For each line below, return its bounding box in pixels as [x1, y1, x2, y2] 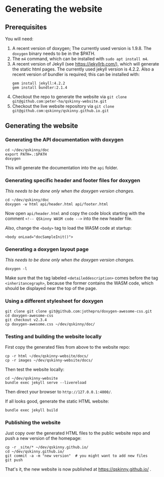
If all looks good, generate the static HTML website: [5, 398, 109, 404]
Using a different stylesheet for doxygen [5, 298, 104, 305]
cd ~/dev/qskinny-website [5, 376, 58, 381]
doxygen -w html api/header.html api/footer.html [5, 202, 109, 207]
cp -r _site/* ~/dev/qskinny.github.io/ [5, 445, 89, 450]
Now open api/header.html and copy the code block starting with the [5, 210, 145, 216]
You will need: [5, 36, 33, 42]
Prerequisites [5, 23, 47, 31]
